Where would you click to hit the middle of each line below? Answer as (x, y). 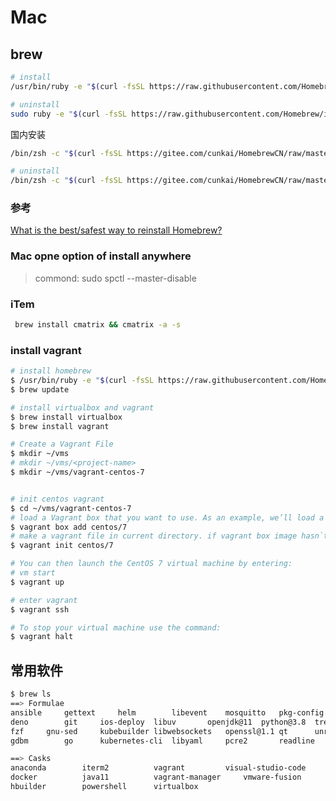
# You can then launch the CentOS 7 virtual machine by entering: (151, 564)
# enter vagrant (44, 600)
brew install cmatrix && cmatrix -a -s (98, 325)
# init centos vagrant (57, 499)
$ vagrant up (37, 582)
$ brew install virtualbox (66, 417)
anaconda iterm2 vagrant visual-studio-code (158, 768)
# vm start (33, 573)
